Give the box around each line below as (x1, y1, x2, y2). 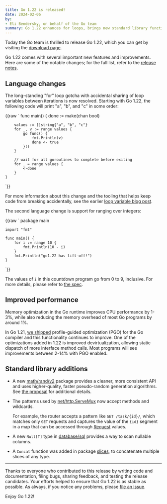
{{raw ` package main (5, 217, 50, 223)
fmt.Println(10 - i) (23, 244, 66, 249)
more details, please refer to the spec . (5, 281, 83, 287)
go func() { (23, 131, 48, 136)
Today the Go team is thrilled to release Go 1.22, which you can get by (5, 39, 149, 45)
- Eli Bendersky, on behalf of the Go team (5, 21, 97, 26)
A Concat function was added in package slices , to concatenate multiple (12, 448, 160, 454)
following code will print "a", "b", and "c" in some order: (5, 103, 119, 109)
